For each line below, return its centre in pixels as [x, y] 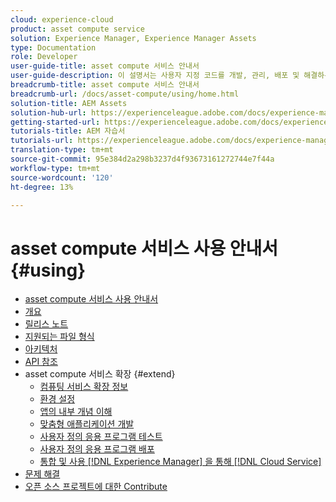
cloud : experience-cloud [62, 19]
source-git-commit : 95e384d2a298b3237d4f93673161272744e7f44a [142, 159]
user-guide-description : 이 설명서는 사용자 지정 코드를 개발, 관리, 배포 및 [155, 76]
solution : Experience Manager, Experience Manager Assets [133, 38]
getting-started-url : [55, 122]
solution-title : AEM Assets [69, 103]
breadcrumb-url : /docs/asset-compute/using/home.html [125, 94]
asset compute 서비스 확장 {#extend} [100, 374]
